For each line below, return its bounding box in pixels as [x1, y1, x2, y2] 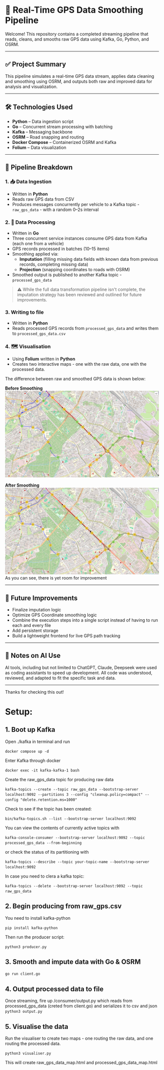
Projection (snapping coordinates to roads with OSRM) [19, 266, 130, 272]
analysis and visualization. [5, 83, 58, 90]
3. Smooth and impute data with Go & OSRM [5, 957, 141, 966]
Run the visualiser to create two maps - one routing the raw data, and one [5, 1035, 154, 1042]
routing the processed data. [5, 1041, 61, 1047]
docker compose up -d [5, 749, 49, 754]
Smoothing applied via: [12, 251, 59, 256]
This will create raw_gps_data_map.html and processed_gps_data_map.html [5, 1060, 158, 1066]
